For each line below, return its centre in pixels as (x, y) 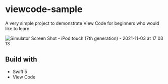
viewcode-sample (44, 9)
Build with (21, 60)
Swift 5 (20, 71)
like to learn (17, 28)
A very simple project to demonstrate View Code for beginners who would (82, 23)
